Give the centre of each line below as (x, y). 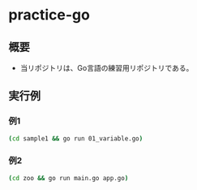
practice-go (49, 15)
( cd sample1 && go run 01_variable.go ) (76, 138)
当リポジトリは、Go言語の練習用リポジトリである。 (107, 68)
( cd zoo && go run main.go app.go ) (69, 178)
